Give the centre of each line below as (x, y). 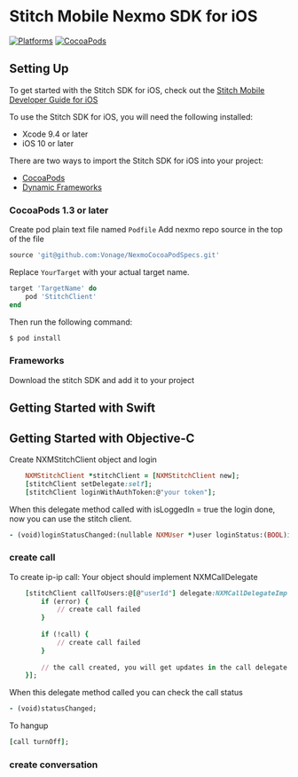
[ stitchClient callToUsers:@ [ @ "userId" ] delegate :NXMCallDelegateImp (157, 593)
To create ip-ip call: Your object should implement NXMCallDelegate (134, 577)
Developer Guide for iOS (54, 99)
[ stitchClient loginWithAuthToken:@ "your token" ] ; (121, 492)
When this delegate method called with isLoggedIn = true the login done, (142, 509)
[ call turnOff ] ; (39, 742)
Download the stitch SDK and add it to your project (102, 380)
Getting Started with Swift (82, 408)
